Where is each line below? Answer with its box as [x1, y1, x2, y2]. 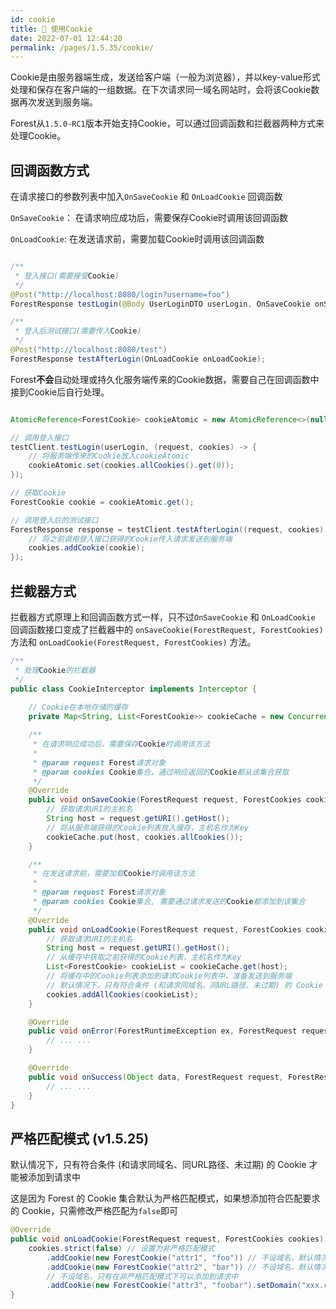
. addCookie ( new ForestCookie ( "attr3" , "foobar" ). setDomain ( [46, 1281, 302, 1291]
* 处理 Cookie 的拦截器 [14, 665, 96, 675]
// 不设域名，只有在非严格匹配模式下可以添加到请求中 [46, 1271, 239, 1281]
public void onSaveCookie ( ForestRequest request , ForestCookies [28, 795, 302, 805]
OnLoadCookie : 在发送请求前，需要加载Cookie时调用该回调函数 [10, 233, 265, 245]
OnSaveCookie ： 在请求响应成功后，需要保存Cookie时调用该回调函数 [10, 212, 289, 224]
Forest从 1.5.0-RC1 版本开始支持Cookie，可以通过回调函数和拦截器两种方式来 [10, 117, 325, 130]
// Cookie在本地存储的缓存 [28, 702, 129, 713]
